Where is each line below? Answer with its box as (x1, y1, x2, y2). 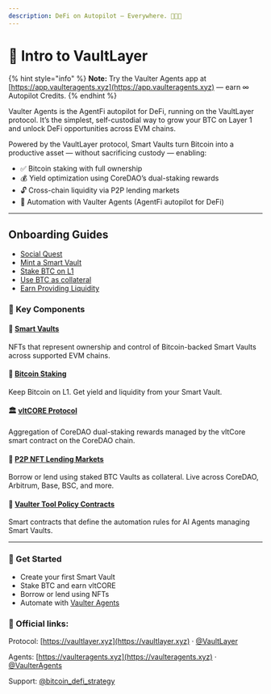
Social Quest (19, 249, 63, 259)
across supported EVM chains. (8, 350, 110, 360)
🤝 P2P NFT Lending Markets (8, 454, 104, 463)
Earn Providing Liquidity (19, 284, 100, 294)
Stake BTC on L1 (19, 266, 74, 276)
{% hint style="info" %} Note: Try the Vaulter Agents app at (8, 74, 207, 83)
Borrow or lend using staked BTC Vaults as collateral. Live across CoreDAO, (8, 472, 260, 482)
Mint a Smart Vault (19, 258, 82, 268)
